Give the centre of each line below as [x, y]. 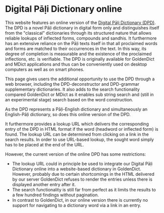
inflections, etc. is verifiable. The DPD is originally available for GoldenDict [80, 59]
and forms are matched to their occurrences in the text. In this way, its [76, 48]
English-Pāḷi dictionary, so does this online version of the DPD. [68, 114]
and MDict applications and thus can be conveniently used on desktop [76, 64]
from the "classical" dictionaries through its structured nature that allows [78, 33]
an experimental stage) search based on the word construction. [69, 99]
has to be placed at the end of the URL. [45, 144]
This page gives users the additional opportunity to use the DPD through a [80, 79]
